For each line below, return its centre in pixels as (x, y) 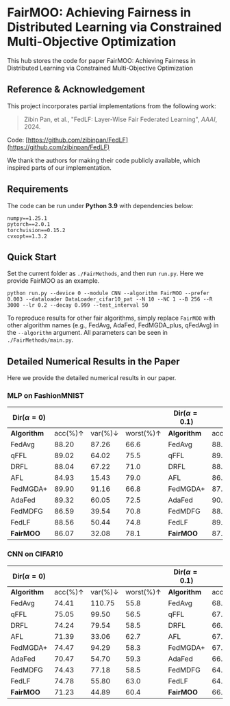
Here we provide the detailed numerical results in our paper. (92, 378)
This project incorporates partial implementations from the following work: (112, 106)
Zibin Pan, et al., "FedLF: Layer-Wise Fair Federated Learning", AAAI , (120, 119)
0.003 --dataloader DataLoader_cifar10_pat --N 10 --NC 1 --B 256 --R (110, 299)
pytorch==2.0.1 (29, 224)
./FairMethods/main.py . (40, 340)
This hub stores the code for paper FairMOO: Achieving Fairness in (102, 60)
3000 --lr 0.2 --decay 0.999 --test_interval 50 (78, 305)
